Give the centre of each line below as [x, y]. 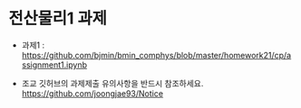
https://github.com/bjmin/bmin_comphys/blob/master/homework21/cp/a [156, 55]
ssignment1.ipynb [54, 65]
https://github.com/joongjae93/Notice [92, 93]
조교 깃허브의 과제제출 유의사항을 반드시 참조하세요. [112, 83]
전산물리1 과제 [58, 18]
